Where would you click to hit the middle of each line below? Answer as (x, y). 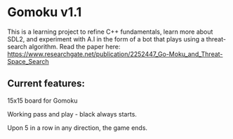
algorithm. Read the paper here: (74, 46)
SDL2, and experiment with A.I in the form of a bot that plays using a (106, 39)
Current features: (46, 84)
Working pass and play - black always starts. (72, 114)
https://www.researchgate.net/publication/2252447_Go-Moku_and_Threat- (115, 54)
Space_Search (28, 61)
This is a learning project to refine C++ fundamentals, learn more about (110, 32)
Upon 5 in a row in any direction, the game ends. (78, 128)
